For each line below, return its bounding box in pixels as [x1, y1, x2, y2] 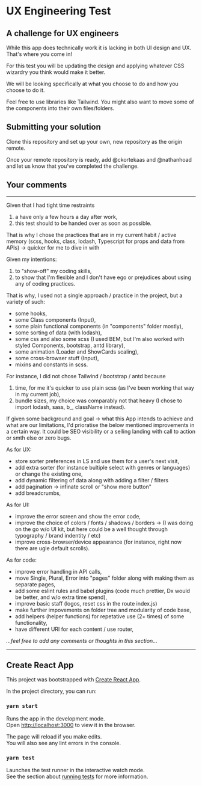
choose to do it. [6, 87, 45, 94]
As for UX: [6, 446, 32, 453]
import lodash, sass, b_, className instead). [14, 403, 126, 410]
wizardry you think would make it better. [6, 69, 106, 76]
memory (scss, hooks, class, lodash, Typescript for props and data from [6, 238, 185, 245]
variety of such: [6, 298, 45, 305]
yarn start [6, 702, 38, 710]
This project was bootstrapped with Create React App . [6, 676, 141, 683]
